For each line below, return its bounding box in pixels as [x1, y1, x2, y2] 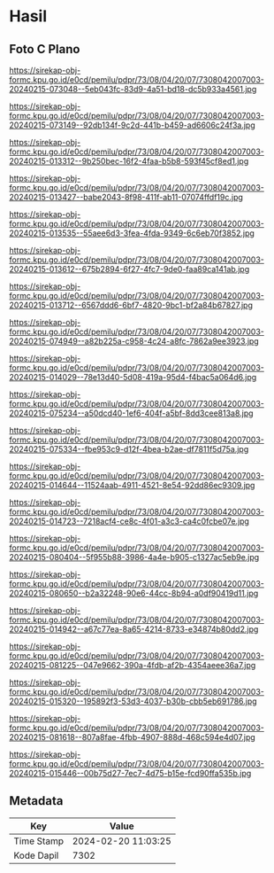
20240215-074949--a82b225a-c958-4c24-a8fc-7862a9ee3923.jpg [9, 336, 259, 347]
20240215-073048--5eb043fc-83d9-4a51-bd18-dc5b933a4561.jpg [9, 84, 257, 94]
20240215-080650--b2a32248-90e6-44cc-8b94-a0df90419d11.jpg [9, 588, 259, 598]
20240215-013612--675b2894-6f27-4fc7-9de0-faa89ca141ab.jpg [9, 264, 250, 274]
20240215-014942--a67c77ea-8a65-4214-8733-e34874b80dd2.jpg [9, 624, 259, 635]
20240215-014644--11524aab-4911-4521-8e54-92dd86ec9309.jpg [9, 480, 255, 490]
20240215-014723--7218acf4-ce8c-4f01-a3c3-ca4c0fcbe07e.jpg [9, 516, 250, 526]
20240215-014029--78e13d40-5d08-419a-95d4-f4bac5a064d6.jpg [9, 372, 257, 382]
